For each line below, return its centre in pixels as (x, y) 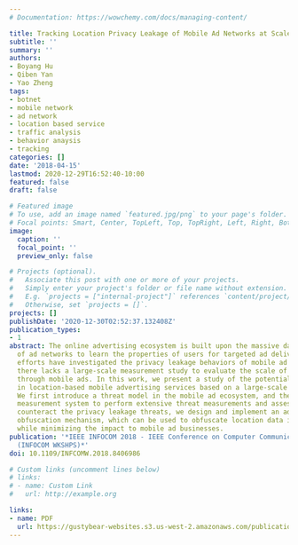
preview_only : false (55, 256)
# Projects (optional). (53, 272)
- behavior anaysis (45, 141)
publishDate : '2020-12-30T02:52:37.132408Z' (93, 321)
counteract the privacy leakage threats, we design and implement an (148, 412)
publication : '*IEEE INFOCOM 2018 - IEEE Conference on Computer (132, 437)
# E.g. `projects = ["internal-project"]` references (114, 296)
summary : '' (31, 50)
